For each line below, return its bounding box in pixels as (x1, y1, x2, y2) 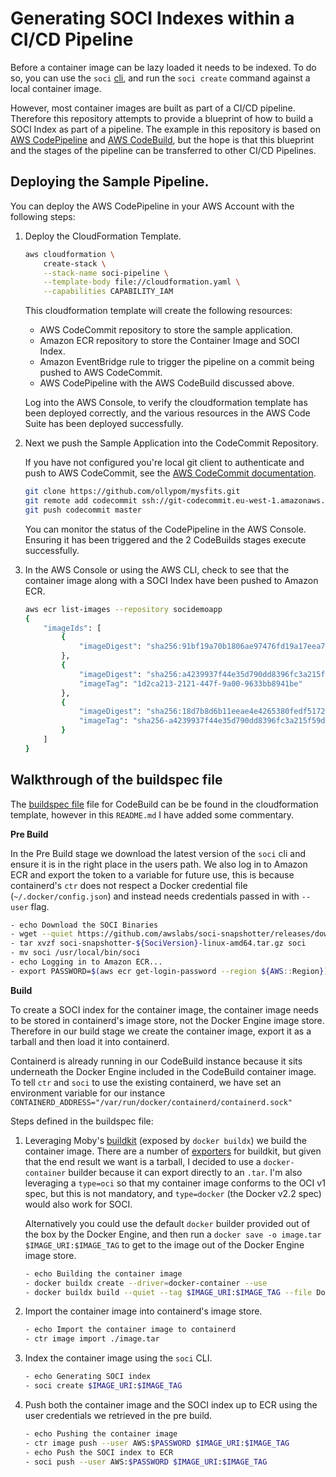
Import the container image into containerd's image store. (24, 1305, 263, 1317)
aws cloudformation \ (24, 249, 115, 259)
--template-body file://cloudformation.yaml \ (43, 277, 241, 287)
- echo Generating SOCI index (24, 1372, 152, 1382)
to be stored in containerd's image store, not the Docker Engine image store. (10, 1014, 325, 1026)
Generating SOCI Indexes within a (10, 7, 295, 30)
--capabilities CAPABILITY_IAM (43, 287, 174, 297)
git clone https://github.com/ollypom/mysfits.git (24, 487, 241, 497)
